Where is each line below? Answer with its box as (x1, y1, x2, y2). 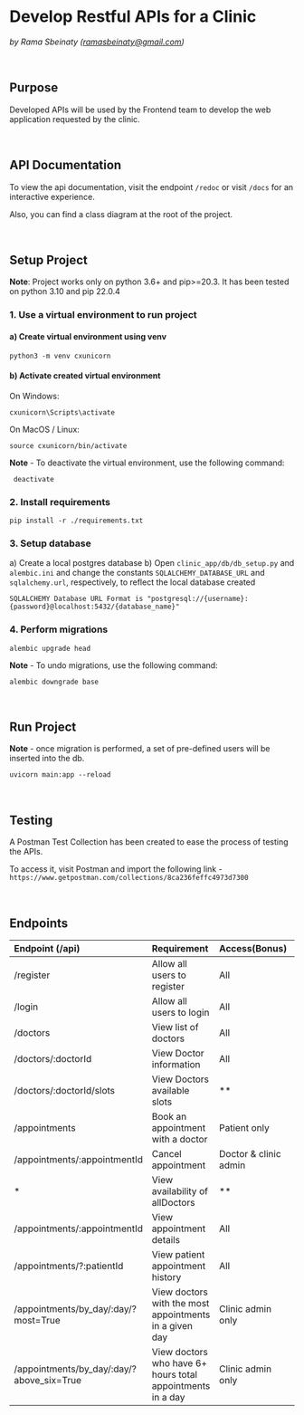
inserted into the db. (9, 753, 85, 764)
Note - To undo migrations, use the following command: (9, 659, 219, 671)
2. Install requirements (9, 495, 111, 508)
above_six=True (14, 1374, 82, 1387)
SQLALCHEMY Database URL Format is (9, 595, 144, 604)
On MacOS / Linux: (9, 424, 80, 435)
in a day (151, 1391, 185, 1404)
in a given (151, 1320, 193, 1333)
